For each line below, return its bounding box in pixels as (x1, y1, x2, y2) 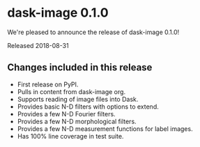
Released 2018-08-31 (7, 41, 69, 49)
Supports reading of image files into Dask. (17, 95, 139, 103)
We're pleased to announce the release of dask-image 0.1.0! (7, 28, 180, 36)
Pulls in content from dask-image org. (17, 87, 126, 95)
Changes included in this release (7, 61, 153, 74)
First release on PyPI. (17, 80, 79, 88)
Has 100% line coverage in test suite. (17, 132, 124, 140)
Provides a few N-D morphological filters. (17, 117, 137, 125)
